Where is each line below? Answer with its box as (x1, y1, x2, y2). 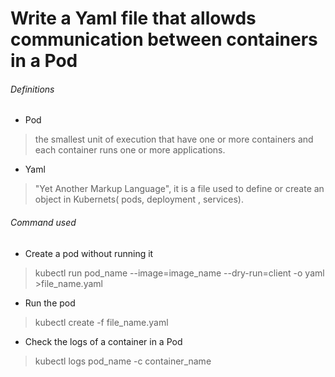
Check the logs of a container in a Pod (24, 335, 183, 347)
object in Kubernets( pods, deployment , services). (34, 193, 244, 206)
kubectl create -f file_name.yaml (34, 316, 169, 328)
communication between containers (10, 28, 318, 51)
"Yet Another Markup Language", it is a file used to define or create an (34, 183, 325, 195)
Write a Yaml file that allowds (10, 7, 257, 30)
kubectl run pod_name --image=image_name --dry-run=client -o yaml (34, 267, 325, 279)
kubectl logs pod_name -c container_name (34, 355, 212, 367)
